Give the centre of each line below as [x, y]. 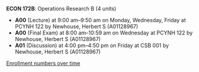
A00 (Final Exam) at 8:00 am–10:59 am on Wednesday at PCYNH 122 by [104, 33]
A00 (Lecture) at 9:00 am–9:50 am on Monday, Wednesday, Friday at [100, 20]
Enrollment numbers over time [43, 63]
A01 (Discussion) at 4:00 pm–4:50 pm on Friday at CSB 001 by [92, 45]
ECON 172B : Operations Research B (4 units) [61, 9]
